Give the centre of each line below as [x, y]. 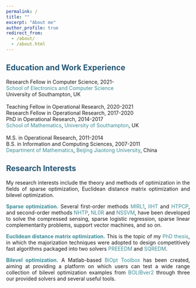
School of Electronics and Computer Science [60, 88]
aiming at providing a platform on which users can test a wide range [98, 266]
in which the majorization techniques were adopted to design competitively [98, 242]
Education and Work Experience [66, 68]
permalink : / [22, 11]
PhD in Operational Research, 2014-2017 [55, 119]
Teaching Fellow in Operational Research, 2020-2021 [70, 106]
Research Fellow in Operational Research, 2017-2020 [70, 113]
